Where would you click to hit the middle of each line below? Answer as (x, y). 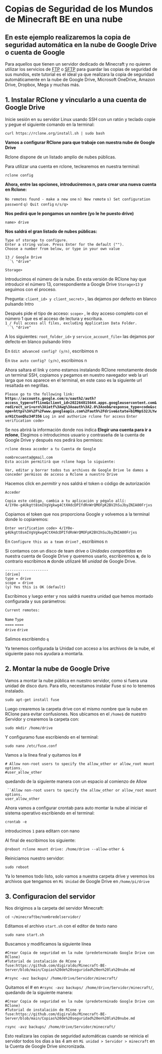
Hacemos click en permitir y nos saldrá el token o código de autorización (78, 483)
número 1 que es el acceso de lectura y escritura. (54, 318)
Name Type (15, 620)
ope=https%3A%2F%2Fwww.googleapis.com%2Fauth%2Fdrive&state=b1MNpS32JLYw (81, 411)
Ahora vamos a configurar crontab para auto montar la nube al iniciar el (76, 808)
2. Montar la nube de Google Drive (58, 669)
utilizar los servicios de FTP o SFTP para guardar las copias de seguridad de (81, 69)
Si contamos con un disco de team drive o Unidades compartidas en (74, 551)
